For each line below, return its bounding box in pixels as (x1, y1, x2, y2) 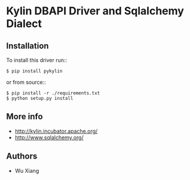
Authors (6, 151, 38, 161)
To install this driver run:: (6, 57, 68, 63)
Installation (6, 41, 49, 51)
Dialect (6, 17, 42, 30)
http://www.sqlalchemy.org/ (14, 133, 84, 141)
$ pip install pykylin (6, 68, 63, 74)
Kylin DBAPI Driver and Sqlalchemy (6, 4, 184, 18)
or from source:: (6, 79, 46, 86)
